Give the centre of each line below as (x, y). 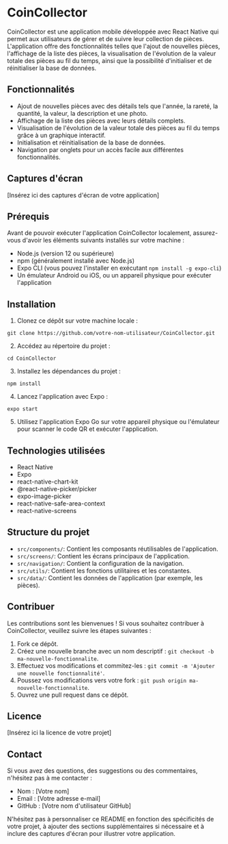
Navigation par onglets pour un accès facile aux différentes (100, 149)
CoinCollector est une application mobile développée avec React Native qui (113, 32)
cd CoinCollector (32, 359)
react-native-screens (47, 511)
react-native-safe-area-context (61, 504)
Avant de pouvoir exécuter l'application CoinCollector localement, (99, 233)
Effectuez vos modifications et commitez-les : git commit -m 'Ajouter (116, 665)
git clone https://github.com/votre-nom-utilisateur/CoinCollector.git (111, 334)
